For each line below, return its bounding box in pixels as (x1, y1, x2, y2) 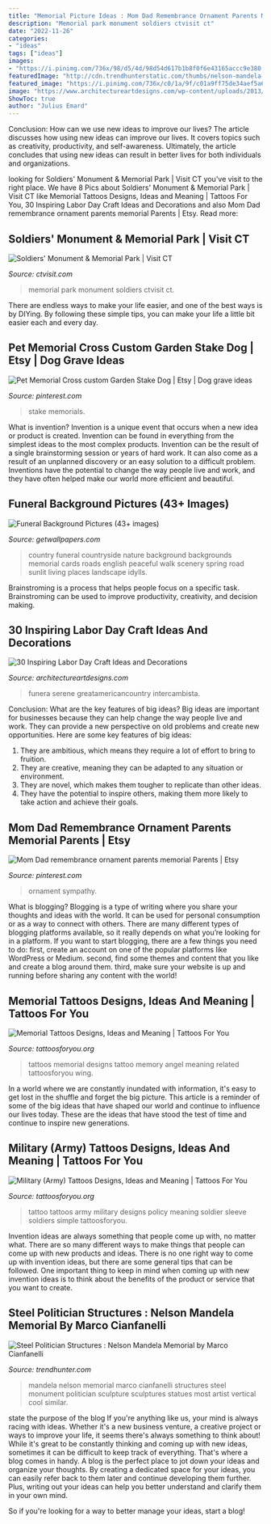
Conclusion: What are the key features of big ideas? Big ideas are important (8, 704, 260, 714)
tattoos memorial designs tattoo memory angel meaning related (27, 1060, 240, 1069)
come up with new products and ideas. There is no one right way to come (8, 1248, 253, 1258)
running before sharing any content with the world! (8, 971, 177, 981)
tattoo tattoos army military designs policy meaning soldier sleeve (27, 1206, 248, 1217)
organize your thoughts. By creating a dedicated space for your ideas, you (8, 1464, 256, 1474)
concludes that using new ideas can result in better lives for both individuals (8, 150, 261, 160)
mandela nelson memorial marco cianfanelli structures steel (27, 1380, 227, 1390)
